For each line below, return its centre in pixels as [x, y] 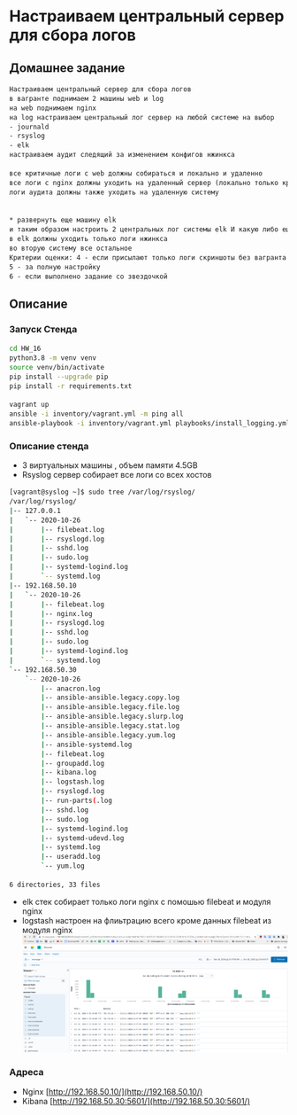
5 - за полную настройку [55, 267]
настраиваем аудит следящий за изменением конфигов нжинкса [122, 155]
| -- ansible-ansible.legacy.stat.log [110, 726]
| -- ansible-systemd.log [87, 745]
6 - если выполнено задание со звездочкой [88, 277]
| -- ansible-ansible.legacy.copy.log [110, 698]
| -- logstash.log [72, 782]
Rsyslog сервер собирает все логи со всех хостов [117, 475]
